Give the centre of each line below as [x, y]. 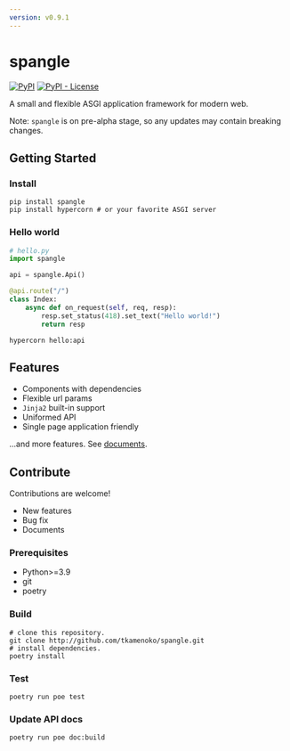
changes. [26, 130]
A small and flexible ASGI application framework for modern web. [129, 103]
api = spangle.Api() [48, 275]
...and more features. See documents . [78, 444]
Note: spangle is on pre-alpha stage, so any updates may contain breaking [145, 120]
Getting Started [53, 158]
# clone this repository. [57, 633]
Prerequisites [39, 553]
